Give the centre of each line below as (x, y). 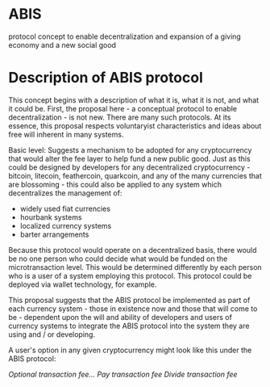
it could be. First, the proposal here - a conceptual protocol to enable (123, 108)
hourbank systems (51, 217)
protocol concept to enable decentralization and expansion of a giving (125, 36)
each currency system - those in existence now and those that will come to (133, 309)
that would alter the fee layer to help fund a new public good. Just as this (130, 158)
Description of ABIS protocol (106, 78)
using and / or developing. (52, 334)
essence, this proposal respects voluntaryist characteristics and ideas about (135, 125)
